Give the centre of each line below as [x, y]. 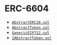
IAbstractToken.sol [32, 38]
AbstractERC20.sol [30, 22]
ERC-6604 [27, 9]
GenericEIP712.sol [30, 33]
